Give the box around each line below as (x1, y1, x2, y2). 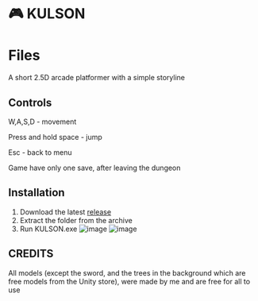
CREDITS (8, 247, 54, 260)
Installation (8, 186, 65, 199)
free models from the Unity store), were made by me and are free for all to (8, 276, 251, 286)
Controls (8, 95, 52, 110)
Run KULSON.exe (19, 224, 78, 233)
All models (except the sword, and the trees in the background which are (8, 268, 246, 277)
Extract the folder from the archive (19, 215, 133, 225)
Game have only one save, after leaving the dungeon (8, 163, 181, 172)
